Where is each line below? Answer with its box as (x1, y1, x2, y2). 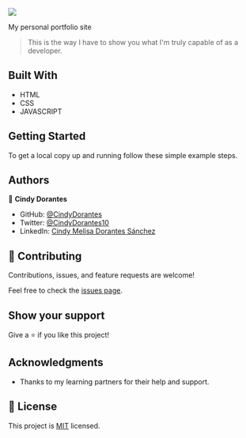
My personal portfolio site (8, 22, 93, 32)
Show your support (8, 308, 105, 322)
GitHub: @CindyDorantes (19, 210, 103, 219)
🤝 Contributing (8, 249, 82, 262)
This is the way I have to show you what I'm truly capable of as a (27, 38, 239, 47)
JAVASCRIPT (19, 107, 62, 116)
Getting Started (8, 130, 86, 143)
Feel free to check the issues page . (8, 285, 123, 296)
